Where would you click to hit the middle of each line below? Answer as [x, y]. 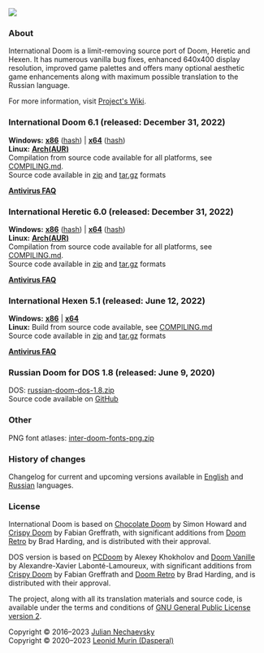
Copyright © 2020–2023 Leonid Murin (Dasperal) [91, 641]
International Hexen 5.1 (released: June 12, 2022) [107, 300]
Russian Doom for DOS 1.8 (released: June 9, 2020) [112, 373]
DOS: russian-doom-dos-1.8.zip [62, 390]
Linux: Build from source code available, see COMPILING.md [110, 327]
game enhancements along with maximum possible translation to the [123, 77]
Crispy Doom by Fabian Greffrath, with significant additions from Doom [127, 532]
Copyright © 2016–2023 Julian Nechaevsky [82, 632]
